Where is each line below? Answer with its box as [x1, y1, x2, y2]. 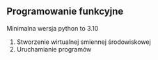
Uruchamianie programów [16, 45, 92, 53]
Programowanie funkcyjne [6, 6, 124, 17]
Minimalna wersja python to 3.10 [6, 24, 99, 32]
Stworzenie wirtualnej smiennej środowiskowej [16, 38, 151, 46]
